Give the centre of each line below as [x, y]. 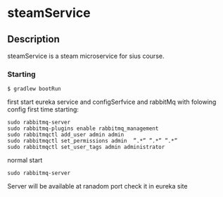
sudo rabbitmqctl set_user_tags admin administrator [86, 147]
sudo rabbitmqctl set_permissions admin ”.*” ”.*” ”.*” [93, 141]
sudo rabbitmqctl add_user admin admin [66, 135]
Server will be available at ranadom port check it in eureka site [97, 186]
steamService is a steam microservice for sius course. [86, 56]
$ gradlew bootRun [34, 89]
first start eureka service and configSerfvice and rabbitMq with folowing [112, 102]
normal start [25, 160]
